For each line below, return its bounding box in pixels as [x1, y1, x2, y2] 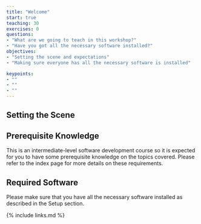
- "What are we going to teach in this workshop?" [6, 37, 137, 43]
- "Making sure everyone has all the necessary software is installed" [6, 59, 191, 66]
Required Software [6, 177, 79, 188]
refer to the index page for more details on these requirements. [6, 160, 163, 167]
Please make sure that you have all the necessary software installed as [6, 194, 183, 201]
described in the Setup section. [6, 200, 85, 207]
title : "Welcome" [6, 8, 50, 15]
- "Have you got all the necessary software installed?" [6, 43, 153, 49]
